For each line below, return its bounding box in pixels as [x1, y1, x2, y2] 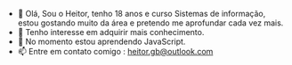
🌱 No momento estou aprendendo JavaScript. [17, 36, 186, 47]
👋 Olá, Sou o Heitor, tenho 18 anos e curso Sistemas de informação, [17, 9, 266, 18]
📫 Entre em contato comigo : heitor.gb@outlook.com [17, 47, 214, 56]
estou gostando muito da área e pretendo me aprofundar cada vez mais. [17, 18, 284, 28]
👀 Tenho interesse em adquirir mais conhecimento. [17, 27, 205, 37]
